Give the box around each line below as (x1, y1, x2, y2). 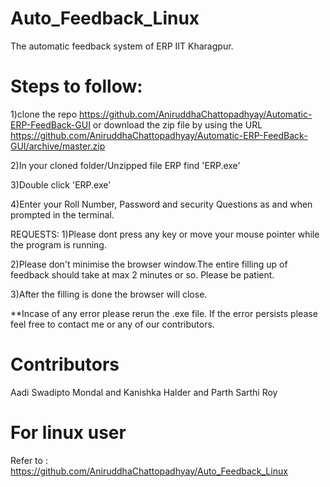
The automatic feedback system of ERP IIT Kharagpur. (10, 40, 234, 52)
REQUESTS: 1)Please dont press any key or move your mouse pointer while (10, 228, 320, 240)
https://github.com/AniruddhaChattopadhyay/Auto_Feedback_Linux (10, 465, 288, 477)
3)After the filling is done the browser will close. (10, 288, 208, 300)
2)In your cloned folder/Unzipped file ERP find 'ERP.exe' (10, 159, 241, 171)
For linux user (10, 422, 127, 444)
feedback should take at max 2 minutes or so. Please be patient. (10, 268, 275, 281)
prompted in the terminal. (10, 208, 115, 221)
